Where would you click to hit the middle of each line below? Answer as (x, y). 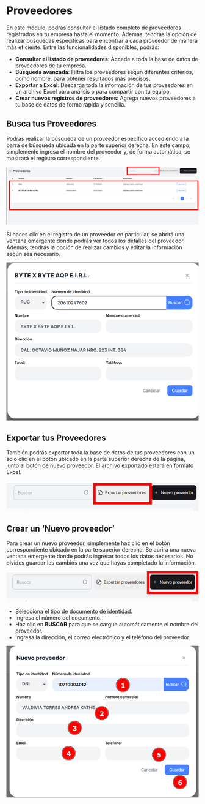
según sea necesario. (34, 254)
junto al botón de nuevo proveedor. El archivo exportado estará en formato (100, 465)
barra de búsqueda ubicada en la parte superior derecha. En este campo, (99, 145)
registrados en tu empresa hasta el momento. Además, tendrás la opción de (102, 34)
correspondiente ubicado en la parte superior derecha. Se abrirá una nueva (101, 550)
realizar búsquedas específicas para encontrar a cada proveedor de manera (102, 40)
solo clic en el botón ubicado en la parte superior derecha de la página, (96, 459)
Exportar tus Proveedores (56, 438)
